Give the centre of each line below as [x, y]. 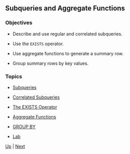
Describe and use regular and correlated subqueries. [67, 34]
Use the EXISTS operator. [38, 44]
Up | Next [15, 146]
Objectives [19, 23]
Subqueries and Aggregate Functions [65, 8]
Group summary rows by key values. [50, 63]
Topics [14, 76]
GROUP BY [24, 127]
